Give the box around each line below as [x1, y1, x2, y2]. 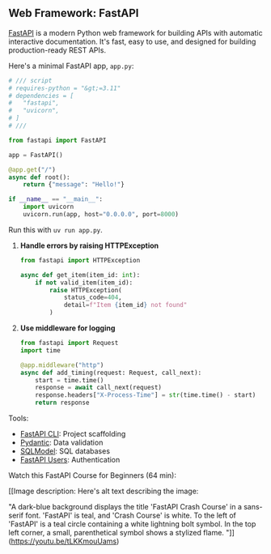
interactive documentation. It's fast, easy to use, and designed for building [8, 36, 256, 46]
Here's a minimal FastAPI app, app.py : [8, 61, 134, 70]
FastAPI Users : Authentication [19, 455, 121, 465]
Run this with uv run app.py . [8, 224, 103, 234]
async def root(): [8, 173, 70, 181]
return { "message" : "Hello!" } [23, 181, 125, 189]
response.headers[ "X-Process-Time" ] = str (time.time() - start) [35, 391, 256, 399]
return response [35, 398, 90, 407]
